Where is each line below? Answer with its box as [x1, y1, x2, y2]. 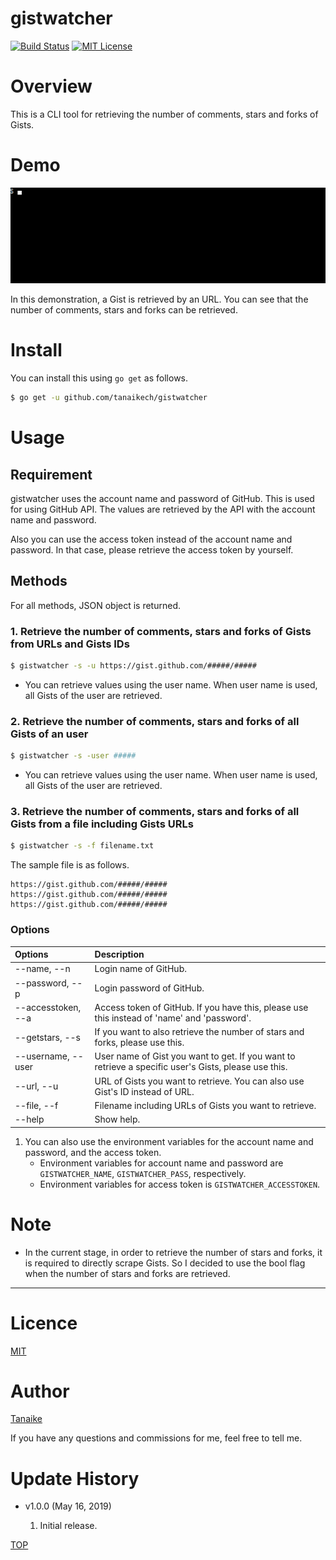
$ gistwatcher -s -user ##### [10, 751, 137, 761]
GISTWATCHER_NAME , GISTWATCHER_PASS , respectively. [39, 1167, 247, 1179]
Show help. [94, 1113, 141, 1126]
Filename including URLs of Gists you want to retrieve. [94, 1099, 317, 1111]
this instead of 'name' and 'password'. [94, 1012, 252, 1024]
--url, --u [14, 1080, 59, 1092]
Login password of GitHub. [94, 982, 205, 994]
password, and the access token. [24, 1146, 162, 1158]
